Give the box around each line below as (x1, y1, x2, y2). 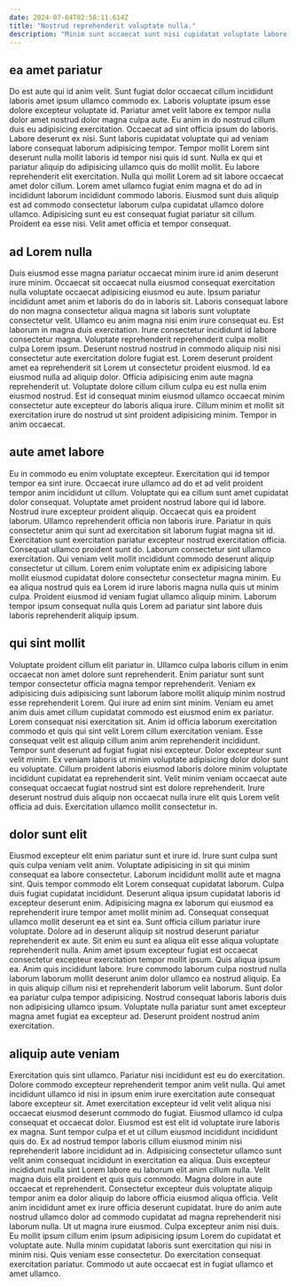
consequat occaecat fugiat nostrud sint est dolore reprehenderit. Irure (9, 782, 265, 792)
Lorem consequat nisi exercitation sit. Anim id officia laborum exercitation (9, 716, 277, 727)
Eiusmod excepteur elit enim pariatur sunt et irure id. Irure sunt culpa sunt (9, 850, 278, 861)
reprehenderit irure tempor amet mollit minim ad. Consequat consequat (9, 907, 270, 918)
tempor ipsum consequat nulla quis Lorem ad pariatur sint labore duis (9, 600, 263, 611)
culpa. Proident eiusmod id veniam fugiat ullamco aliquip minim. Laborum (9, 591, 277, 601)
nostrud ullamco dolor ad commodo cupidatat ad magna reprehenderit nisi (9, 1211, 281, 1223)
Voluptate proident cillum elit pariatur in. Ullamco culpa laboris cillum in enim (9, 659, 289, 670)
